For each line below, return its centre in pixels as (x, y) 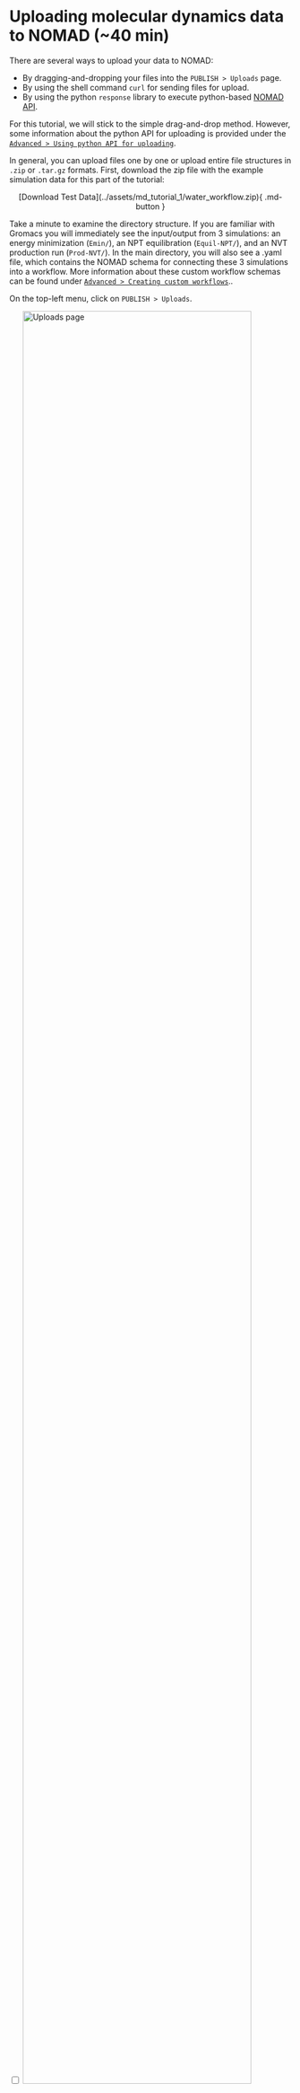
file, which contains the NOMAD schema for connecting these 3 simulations (149, 261)
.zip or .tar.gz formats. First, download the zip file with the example (137, 170)
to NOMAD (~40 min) (90, 35)
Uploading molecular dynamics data (147, 17)
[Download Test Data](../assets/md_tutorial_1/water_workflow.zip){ (141, 197)
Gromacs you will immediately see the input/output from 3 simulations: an (145, 233)
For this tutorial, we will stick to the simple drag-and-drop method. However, (150, 124)
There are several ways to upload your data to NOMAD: (111, 60)
